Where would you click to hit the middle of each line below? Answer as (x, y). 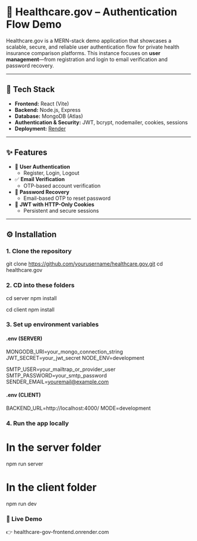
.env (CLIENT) (23, 395)
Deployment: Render (40, 128)
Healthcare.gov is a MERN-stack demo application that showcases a (89, 40)
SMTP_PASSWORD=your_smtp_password (57, 375)
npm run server (25, 464)
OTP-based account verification (62, 186)
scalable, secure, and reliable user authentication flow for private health (93, 47)
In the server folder (54, 447)
